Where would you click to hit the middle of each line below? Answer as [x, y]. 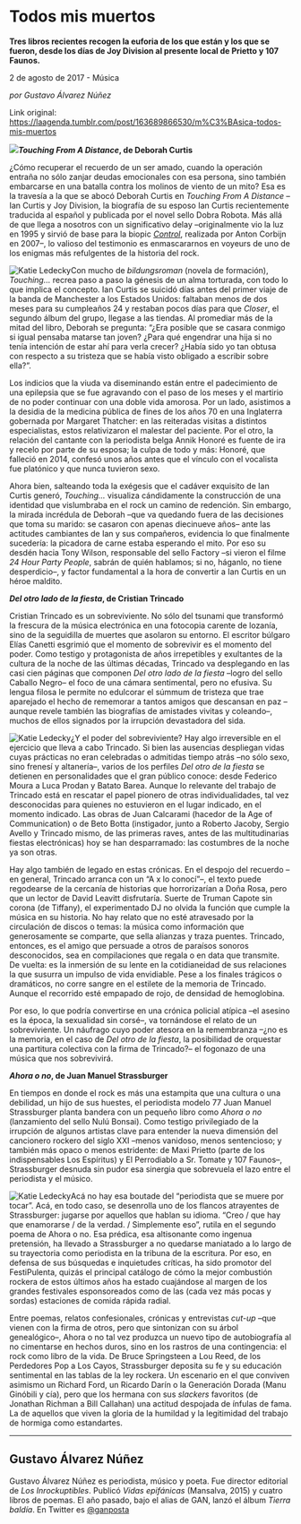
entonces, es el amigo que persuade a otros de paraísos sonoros [129, 945]
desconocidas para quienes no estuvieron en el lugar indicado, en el [135, 805]
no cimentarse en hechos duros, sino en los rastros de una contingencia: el [148, 1347]
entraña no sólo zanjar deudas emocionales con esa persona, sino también [148, 177]
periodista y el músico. [51, 1178]
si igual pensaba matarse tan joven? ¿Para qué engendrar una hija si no [141, 337]
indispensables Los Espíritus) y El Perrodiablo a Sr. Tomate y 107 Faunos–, [146, 1159]
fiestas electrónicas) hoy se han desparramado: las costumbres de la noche [149, 842]
